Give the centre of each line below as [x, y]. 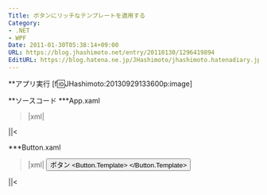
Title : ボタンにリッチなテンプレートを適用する [77, 16]
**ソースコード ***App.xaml [54, 100]
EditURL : [23, 60]
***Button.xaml [35, 147]
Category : [25, 23]
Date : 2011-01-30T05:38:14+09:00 [64, 45]
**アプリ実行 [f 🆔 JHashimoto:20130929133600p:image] [101, 84]
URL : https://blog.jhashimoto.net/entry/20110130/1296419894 [112, 53]
